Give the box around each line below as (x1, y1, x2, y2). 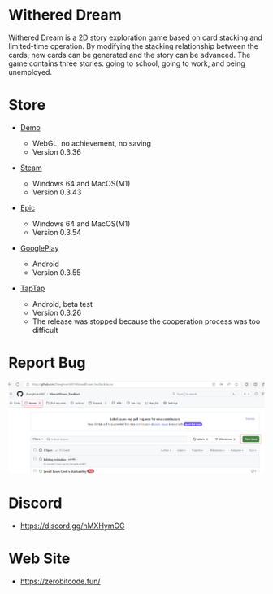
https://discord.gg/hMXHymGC (19, 521, 125, 531)
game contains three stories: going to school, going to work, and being (8, 59, 245, 68)
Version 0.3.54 (32, 227, 82, 237)
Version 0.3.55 (32, 267, 81, 277)
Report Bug (8, 354, 87, 372)
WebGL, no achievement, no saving (32, 138, 152, 148)
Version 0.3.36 (32, 146, 81, 156)
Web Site (8, 549, 71, 568)
